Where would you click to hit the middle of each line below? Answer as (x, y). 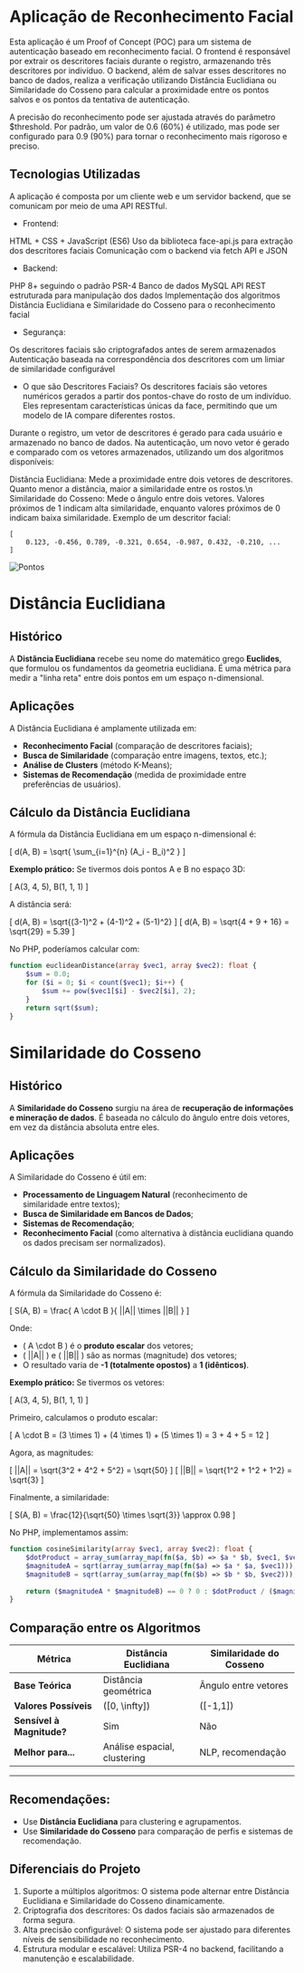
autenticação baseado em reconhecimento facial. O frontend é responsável (150, 51)
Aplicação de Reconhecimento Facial (152, 17)
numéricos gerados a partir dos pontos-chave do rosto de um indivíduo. (157, 396)
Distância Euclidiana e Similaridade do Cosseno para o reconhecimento (142, 304)
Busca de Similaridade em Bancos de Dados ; (108, 1214)
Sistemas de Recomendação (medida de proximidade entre (134, 774)
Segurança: (44, 331)
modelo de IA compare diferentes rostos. (99, 415)
